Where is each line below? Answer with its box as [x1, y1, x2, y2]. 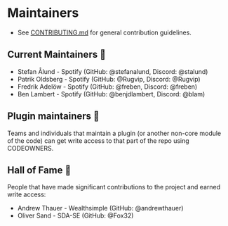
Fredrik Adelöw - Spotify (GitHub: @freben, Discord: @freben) [17, 82, 198, 91]
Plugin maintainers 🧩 [7, 111, 100, 123]
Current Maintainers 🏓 [7, 49, 107, 61]
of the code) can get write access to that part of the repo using [7, 136, 189, 145]
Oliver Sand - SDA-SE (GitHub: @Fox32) [17, 211, 134, 220]
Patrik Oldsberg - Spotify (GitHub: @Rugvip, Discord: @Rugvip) [17, 75, 201, 83]
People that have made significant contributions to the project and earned [7, 183, 221, 192]
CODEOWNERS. [7, 144, 54, 152]
